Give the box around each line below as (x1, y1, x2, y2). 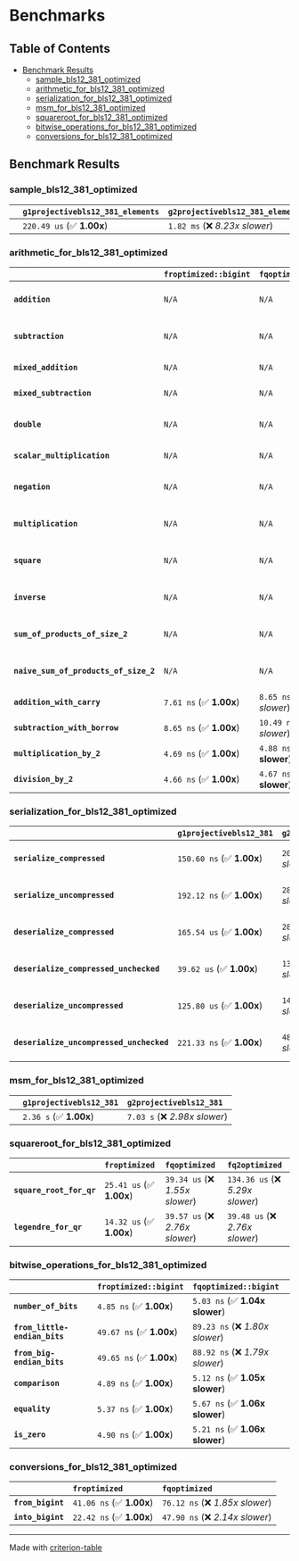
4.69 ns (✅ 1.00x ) (163, 747, 240, 760)
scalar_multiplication (13, 450, 109, 461)
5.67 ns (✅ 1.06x (192, 1398, 265, 1410)
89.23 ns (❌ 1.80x (192, 1320, 270, 1333)
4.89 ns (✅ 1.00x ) (97, 1377, 174, 1390)
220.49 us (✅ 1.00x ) (22, 220, 109, 232)
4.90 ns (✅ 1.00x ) (97, 1429, 174, 1441)
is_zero (13, 1430, 46, 1440)
